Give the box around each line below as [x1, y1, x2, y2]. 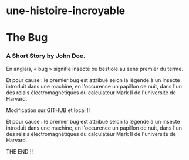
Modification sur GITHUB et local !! [6, 107, 90, 114]
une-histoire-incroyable [6, 4, 126, 18]
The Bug [6, 31, 48, 45]
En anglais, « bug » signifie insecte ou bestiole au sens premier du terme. [6, 65, 184, 72]
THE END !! [6, 148, 33, 155]
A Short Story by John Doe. [6, 52, 86, 60]
